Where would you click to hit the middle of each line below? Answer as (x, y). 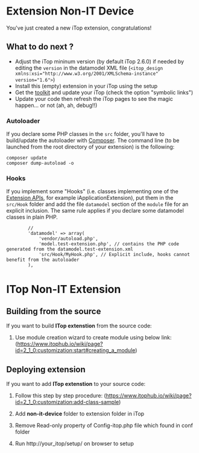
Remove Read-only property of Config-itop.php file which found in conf (104, 426)
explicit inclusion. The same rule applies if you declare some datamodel (95, 211)
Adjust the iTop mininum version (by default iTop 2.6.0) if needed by (99, 61)
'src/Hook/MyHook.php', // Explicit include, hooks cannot (114, 255)
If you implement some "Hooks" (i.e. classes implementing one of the (93, 191)
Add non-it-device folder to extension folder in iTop (80, 414)
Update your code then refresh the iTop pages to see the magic (94, 98)
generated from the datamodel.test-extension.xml (70, 249)
